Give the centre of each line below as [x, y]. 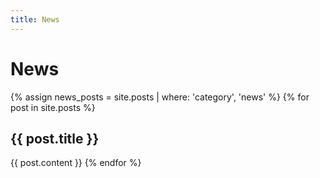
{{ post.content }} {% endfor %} [76, 163]
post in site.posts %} [53, 107]
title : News [35, 19]
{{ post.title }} [55, 138]
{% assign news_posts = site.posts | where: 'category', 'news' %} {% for [160, 97]
